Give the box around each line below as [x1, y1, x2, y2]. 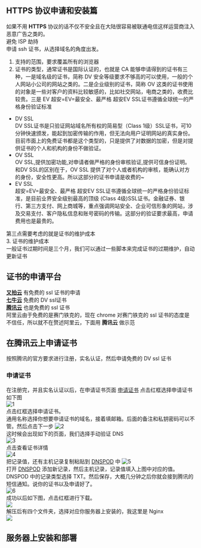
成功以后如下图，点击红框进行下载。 [6, 494, 96, 501]
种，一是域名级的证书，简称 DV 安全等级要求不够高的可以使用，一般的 [14, 73, 188, 80]
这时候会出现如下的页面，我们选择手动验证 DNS [6, 430, 124, 437]
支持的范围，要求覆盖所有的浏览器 [14, 58, 99, 65]
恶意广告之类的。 [6, 30, 48, 37]
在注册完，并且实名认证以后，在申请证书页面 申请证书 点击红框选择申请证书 [6, 386, 193, 393]
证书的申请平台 [6, 272, 62, 282]
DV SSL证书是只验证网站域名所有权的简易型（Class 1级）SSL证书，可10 [14, 122, 192, 129]
